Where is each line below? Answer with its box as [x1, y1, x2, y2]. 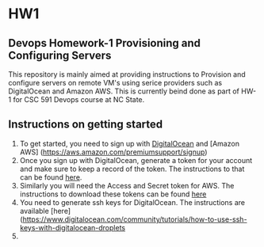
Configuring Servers [8, 48, 112, 62]
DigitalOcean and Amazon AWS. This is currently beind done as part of [8, 86, 240, 96]
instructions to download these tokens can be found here [19, 189, 207, 199]
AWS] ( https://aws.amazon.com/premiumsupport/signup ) [19, 147, 208, 157]
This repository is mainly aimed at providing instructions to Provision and [8, 70, 246, 79]
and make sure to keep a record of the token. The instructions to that [19, 164, 245, 173]
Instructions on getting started [8, 118, 163, 131]
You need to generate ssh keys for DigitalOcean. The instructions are [19, 197, 246, 207]
